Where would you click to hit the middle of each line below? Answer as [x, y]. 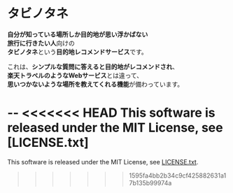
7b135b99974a [150, 183]
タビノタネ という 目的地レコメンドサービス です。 [78, 52]
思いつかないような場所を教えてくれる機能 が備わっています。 [96, 84]
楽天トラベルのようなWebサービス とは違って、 [75, 75]
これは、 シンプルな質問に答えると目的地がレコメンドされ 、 [93, 66]
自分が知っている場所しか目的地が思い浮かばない [78, 34]
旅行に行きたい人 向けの [41, 43]
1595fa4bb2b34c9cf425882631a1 [178, 176]
